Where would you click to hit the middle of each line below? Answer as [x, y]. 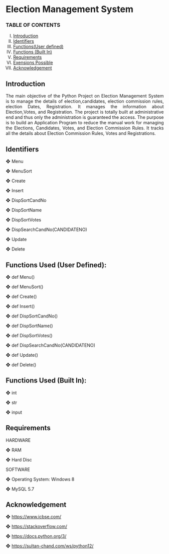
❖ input [14, 412]
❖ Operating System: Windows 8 [40, 479]
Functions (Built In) [32, 52]
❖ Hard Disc [19, 459]
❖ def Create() [21, 296]
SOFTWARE [18, 469]
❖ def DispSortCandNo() [32, 316]
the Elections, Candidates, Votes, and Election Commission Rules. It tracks [85, 128]
